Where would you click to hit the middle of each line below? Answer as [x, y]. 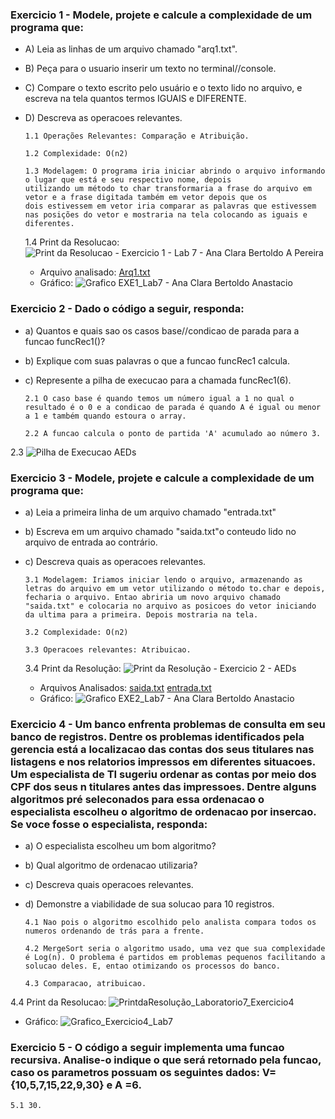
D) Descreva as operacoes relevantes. [103, 118]
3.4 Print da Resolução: [73, 668]
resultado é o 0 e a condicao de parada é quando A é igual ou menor [173, 407]
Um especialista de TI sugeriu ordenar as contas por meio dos [163, 774]
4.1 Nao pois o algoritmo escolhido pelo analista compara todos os [170, 923]
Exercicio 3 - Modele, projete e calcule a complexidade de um [162, 478]
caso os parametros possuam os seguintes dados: [135, 1073]
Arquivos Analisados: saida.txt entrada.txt [125, 687]
